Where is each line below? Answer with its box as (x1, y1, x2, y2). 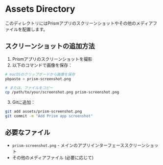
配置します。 (22, 26, 48, 32)
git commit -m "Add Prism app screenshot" (5, 114, 93, 118)
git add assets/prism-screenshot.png (5, 109, 82, 114)
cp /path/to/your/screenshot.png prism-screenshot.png (5, 90, 119, 95)
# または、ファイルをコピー (5, 85, 54, 90)
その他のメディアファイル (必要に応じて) (12, 154, 94, 160)
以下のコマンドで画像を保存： (12, 62, 72, 68)
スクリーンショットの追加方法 (5, 42, 95, 50)
